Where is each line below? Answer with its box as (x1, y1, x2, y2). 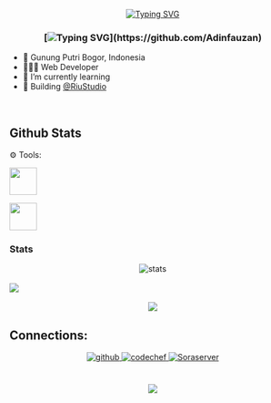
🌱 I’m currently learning (22, 71, 111, 82)
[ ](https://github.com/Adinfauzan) (44, 31, 262, 44)
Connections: (9, 327, 88, 343)
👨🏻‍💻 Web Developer (22, 62, 99, 73)
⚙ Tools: (9, 150, 43, 160)
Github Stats (9, 125, 82, 140)
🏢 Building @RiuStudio (22, 81, 107, 92)
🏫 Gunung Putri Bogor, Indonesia (22, 52, 146, 63)
